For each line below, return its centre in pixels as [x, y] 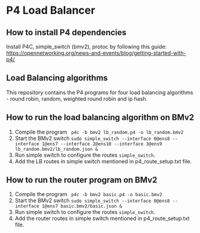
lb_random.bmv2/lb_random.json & [56, 149]
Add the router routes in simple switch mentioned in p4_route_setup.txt [102, 219]
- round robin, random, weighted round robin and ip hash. [77, 98]
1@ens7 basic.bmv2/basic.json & [82, 206]
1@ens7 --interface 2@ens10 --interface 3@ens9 [102, 144]
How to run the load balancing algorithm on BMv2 [100, 118]
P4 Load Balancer [51, 10]
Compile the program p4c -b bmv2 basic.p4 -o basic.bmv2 [88, 194]
